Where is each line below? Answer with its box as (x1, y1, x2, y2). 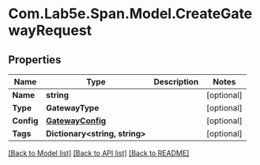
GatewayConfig (46, 115, 107, 126)
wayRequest (8, 21, 92, 39)
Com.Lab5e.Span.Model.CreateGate (8, 5, 253, 23)
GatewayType (46, 103, 100, 113)
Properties (8, 53, 62, 66)
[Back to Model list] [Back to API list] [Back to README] (8, 148, 190, 158)
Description (153, 77, 199, 87)
